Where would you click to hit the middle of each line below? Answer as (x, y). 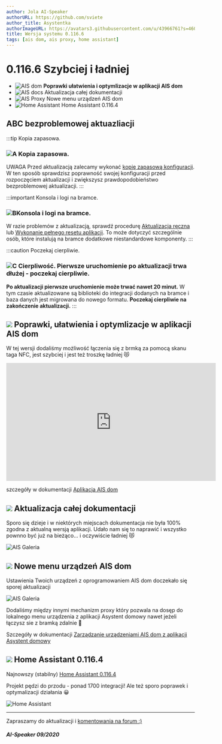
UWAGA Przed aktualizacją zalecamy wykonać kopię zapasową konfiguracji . (101, 167)
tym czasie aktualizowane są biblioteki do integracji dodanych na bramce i (98, 293)
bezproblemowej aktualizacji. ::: (45, 186)
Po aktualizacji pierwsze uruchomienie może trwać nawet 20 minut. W (96, 287)
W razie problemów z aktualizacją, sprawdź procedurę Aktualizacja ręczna (98, 226)
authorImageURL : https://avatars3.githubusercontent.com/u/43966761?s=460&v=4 (107, 28)
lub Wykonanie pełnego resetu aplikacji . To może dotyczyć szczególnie (94, 233)
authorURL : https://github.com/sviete (54, 17)
